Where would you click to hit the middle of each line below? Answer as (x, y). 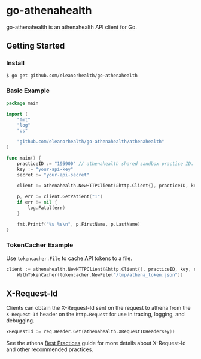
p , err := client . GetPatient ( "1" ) (60, 197)
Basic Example (28, 91)
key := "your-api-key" (45, 169)
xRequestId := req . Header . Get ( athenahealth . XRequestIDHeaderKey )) (91, 332)
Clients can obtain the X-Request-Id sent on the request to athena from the (98, 308)
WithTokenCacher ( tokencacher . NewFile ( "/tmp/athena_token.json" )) (100, 275)
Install (16, 63)
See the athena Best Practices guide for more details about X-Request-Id (96, 343)
